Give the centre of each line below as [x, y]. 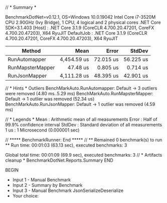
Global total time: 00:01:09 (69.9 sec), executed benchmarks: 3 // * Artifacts [84, 155]
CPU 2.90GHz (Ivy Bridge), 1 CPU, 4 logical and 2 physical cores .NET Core [83, 22]
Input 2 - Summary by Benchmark [47, 185]
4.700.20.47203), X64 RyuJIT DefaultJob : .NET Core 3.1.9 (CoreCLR [76, 33]
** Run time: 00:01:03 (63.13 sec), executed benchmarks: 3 [66, 145]
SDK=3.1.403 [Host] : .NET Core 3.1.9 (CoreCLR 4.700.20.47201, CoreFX [80, 28]
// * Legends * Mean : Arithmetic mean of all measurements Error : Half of [81, 119]
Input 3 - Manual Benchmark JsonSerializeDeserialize [68, 190]
